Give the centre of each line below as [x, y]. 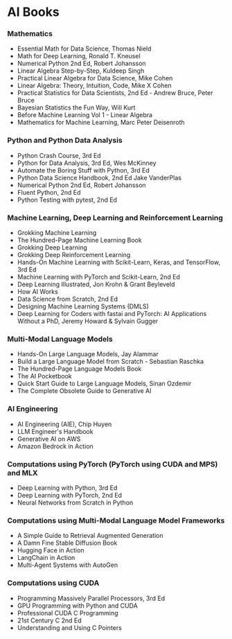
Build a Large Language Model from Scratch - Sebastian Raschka [110, 362]
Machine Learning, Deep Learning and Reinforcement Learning [115, 218]
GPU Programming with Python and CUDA [78, 605]
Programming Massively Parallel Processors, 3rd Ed [91, 598]
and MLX [23, 473]
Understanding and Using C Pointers [70, 627]
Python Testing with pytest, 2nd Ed [67, 200]
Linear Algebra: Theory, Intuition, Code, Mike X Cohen [94, 86]
